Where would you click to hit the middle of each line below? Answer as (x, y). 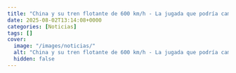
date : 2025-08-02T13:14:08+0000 (54, 20)
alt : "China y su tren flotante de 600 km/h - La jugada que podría (116, 53)
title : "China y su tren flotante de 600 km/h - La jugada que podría (113, 14)
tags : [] (20, 33)
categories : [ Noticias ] (42, 26)
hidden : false (34, 59)
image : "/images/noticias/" (55, 46)
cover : (17, 40)
